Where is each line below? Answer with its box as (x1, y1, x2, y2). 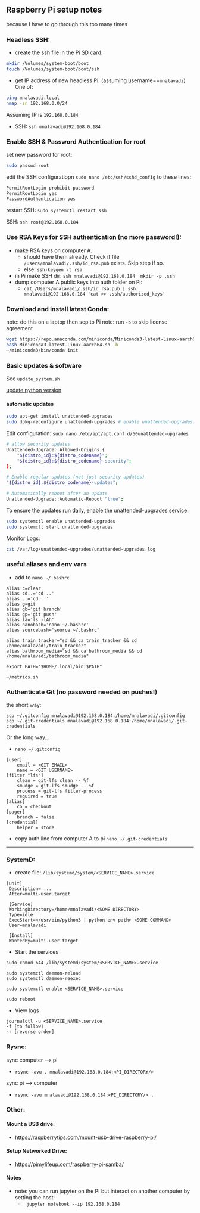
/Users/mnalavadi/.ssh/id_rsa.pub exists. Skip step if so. (23, 259, 165, 266)
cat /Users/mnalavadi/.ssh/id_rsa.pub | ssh (23, 286, 136, 291)
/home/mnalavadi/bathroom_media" (6, 653, 89, 659)
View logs (14, 1007, 39, 1014)
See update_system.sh (6, 375, 60, 382)
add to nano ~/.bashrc (14, 573, 70, 581)
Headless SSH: (6, 35, 51, 44)
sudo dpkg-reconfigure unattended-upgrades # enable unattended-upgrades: (6, 419, 196, 425)
